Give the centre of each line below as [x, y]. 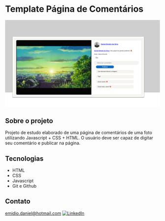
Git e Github [24, 186]
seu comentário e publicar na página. [43, 143]
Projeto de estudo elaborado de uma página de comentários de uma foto [79, 133]
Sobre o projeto [29, 121]
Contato [18, 202]
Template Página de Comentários [74, 9]
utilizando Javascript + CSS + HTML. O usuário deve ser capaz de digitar [79, 138]
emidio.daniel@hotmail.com [33, 213]
